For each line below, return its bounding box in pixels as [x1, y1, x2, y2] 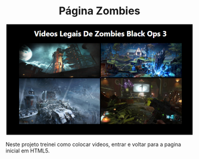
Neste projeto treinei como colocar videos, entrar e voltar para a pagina [5, 141, 181, 148]
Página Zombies [58, 4, 141, 18]
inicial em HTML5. [5, 147, 50, 154]
